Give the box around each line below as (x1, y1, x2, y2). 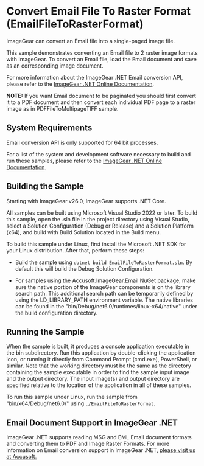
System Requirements (6, 123, 93, 133)
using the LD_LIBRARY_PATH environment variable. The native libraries (15, 296, 194, 304)
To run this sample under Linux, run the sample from (6, 394, 138, 401)
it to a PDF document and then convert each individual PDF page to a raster (6, 99, 196, 106)
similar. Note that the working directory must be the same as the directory (6, 362, 192, 369)
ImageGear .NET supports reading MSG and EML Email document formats (6, 434, 192, 441)
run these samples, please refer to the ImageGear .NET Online (6, 157, 163, 164)
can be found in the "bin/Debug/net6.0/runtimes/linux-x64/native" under (15, 302, 198, 310)
